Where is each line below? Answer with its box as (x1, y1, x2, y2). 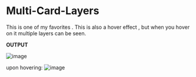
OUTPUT (6, 41, 28, 48)
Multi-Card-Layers (6, 4, 99, 18)
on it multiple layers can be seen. (6, 29, 87, 36)
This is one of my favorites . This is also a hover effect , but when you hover (6, 24, 190, 31)
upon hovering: (6, 63, 43, 71)
